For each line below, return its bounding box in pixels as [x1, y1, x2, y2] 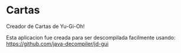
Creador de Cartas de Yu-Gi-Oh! [6, 23, 85, 30]
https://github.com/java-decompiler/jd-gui [6, 40, 109, 47]
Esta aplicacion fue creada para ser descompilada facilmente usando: [6, 34, 176, 41]
